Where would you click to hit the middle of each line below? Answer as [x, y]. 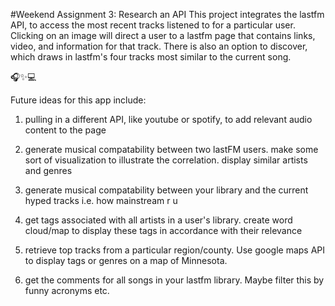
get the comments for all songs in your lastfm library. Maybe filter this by [174, 280]
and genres [48, 170]
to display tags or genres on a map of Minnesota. [126, 260]
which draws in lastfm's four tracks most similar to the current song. [151, 57]
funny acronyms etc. [67, 290]
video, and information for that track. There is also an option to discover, [159, 46]
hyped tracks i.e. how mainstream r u [101, 200]
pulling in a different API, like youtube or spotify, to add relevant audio [168, 119]
